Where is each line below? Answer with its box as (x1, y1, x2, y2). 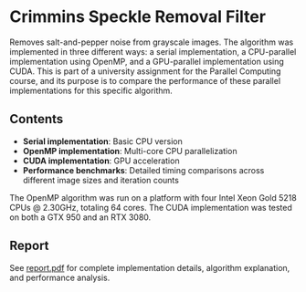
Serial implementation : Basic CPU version (22, 135, 183, 147)
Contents (9, 111, 64, 127)
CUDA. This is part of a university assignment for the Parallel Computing (9, 66, 281, 77)
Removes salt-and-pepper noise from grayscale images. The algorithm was (9, 36, 294, 47)
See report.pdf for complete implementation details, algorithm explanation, (9, 262, 290, 273)
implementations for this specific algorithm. (9, 85, 174, 96)
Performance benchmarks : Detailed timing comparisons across (22, 164, 265, 175)
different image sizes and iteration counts (22, 174, 180, 185)
